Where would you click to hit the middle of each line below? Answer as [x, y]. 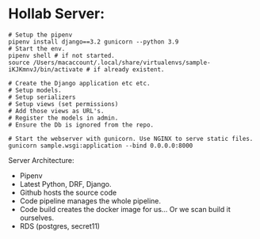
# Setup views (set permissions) [63, 104]
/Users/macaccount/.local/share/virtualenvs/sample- [122, 63]
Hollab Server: [57, 14]
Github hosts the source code [68, 192]
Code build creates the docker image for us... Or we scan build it [125, 209]
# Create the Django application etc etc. [79, 83]
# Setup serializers [42, 97]
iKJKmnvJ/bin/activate [46, 69]
